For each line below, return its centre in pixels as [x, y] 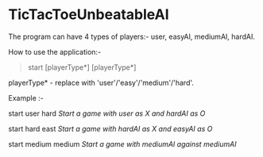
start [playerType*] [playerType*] [82, 67]
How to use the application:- [55, 52]
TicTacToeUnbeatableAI [89, 15]
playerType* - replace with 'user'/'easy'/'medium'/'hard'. [101, 82]
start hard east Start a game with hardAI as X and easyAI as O [110, 128]
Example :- [26, 98]
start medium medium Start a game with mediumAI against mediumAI [122, 144]
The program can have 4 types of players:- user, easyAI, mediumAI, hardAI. [132, 36]
